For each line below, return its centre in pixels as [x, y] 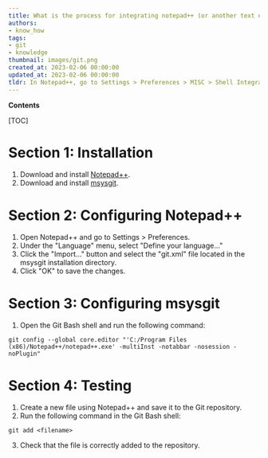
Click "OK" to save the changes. [73, 271]
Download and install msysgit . [69, 183]
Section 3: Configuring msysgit [114, 303]
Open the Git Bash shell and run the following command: [112, 325]
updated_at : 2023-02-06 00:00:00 [64, 75]
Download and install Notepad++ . [75, 174]
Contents [24, 105]
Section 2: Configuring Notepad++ [126, 215]
